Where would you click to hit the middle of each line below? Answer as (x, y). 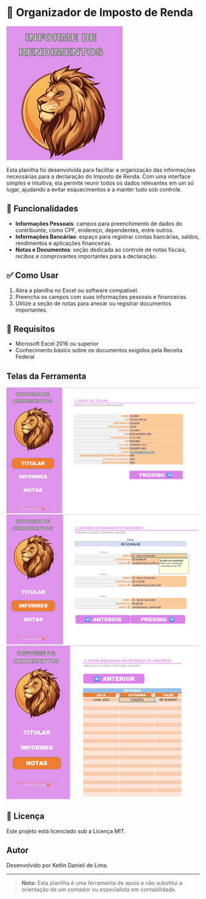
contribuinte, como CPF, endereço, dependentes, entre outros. (94, 230)
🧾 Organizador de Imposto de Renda (100, 13)
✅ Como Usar (33, 276)
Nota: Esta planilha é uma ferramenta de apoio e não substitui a (102, 882)
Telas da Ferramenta (47, 376)
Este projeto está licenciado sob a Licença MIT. (66, 831)
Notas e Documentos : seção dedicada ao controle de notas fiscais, (101, 249)
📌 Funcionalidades (42, 209)
